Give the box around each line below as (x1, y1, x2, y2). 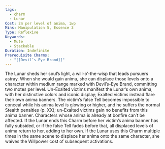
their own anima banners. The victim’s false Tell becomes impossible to (5, 97, 150, 103)
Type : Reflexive (5, 30, 38, 35)
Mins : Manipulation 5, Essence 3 (5, 25, 74, 30)
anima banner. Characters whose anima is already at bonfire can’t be (5, 112, 145, 118)
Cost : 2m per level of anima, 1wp (5, 21, 76, 26)
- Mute (9, 39, 23, 44)
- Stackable (9, 44, 34, 49)
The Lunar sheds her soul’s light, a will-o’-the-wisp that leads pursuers (5, 71, 149, 76)
